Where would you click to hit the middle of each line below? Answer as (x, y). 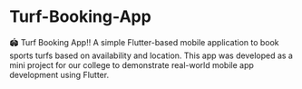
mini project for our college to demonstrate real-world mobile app (132, 64)
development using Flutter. (59, 74)
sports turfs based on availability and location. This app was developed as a (151, 55)
